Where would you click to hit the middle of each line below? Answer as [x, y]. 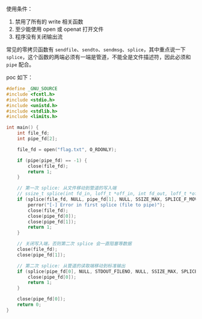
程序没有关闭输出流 [39, 37]
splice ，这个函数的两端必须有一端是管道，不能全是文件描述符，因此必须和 [99, 57]
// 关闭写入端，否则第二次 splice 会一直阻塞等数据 [75, 244]
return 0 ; [29, 305]
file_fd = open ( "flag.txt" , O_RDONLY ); [67, 149]
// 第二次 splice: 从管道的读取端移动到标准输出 [71, 266]
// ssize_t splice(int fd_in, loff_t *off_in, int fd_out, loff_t [102, 194]
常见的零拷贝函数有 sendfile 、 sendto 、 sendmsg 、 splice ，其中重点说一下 [96, 49]
